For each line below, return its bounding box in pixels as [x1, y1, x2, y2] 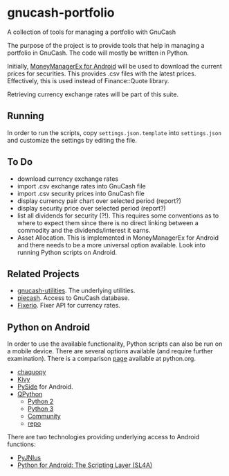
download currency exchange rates [17, 175, 119, 183]
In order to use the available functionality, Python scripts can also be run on [7, 340, 223, 348]
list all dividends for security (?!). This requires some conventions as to [17, 211, 219, 220]
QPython [17, 390, 43, 398]
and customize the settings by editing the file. [7, 136, 137, 144]
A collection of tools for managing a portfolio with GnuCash [7, 28, 176, 36]
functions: [7, 440, 36, 448]
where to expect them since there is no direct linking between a [17, 218, 199, 227]
